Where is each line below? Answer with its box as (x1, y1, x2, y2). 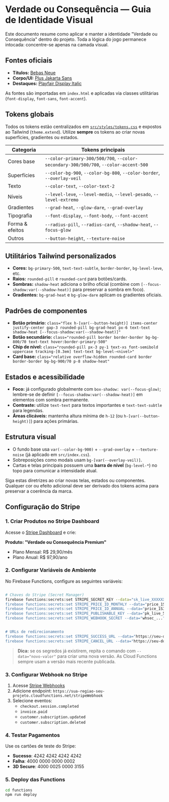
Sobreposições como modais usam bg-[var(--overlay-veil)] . (12, 457, 142, 463)
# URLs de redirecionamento (5, 629, 64, 635)
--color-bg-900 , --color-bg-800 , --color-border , (45, 169, 160, 176)
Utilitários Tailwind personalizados (5, 252, 117, 260)
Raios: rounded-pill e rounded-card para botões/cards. (12, 276, 127, 282)
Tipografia (8, 212, 33, 219)
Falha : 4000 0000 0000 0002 (12, 758, 75, 764)
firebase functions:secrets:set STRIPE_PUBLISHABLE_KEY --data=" (5, 611, 145, 616)
